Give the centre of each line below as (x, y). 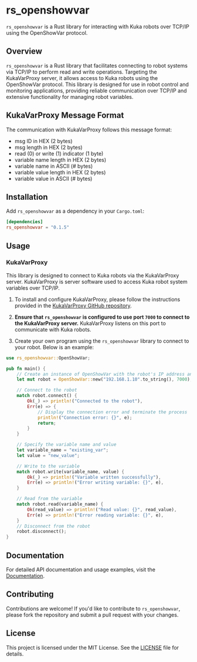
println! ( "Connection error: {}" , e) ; (85, 418)
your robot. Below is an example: (54, 347)
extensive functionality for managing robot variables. (70, 97)
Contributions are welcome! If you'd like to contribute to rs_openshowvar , (93, 608)
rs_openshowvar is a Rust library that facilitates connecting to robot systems (97, 65)
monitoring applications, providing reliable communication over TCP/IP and (96, 90)
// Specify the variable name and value (67, 445)
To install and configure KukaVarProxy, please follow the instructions (97, 299)
